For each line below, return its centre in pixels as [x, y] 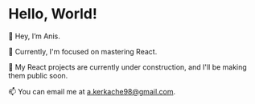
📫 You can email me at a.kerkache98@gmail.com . [92, 91]
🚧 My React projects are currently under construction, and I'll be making [127, 67]
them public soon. [38, 75]
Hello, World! [53, 14]
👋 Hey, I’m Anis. [34, 36]
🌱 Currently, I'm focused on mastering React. [83, 51]
